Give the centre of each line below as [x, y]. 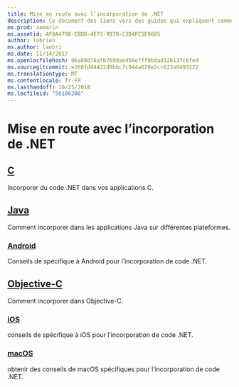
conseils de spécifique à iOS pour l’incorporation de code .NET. [100, 335]
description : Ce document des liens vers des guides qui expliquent [111, 21]
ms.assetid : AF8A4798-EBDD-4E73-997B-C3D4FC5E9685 [84, 34]
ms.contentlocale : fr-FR [44, 80]
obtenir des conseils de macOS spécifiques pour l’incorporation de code [114, 369]
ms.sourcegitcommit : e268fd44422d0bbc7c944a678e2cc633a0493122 [103, 67]
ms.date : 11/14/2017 [38, 54]
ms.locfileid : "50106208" [46, 94]
